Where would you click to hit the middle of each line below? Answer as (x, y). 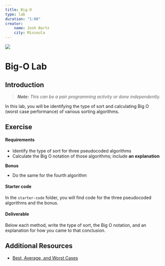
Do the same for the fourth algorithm (50, 175)
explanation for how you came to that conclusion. (55, 230)
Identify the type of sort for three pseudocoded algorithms (72, 151)
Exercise (19, 127)
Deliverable (17, 214)
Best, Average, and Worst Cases (45, 258)
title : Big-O (19, 10)
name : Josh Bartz (32, 28)
